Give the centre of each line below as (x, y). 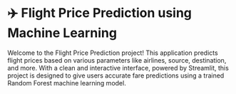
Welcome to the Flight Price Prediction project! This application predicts (113, 53)
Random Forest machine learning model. (67, 83)
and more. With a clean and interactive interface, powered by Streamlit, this (118, 68)
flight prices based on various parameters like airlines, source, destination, (117, 60)
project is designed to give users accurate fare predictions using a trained (116, 75)
